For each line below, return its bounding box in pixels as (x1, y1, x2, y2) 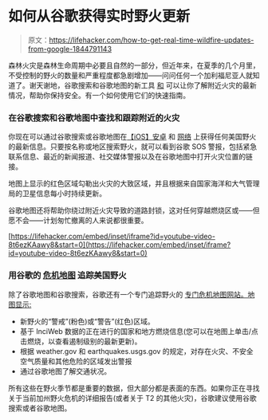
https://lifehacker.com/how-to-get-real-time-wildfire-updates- (49, 35, 254, 45)
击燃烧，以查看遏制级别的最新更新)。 (19, 336, 142, 346)
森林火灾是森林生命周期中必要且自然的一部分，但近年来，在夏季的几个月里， (8, 61, 260, 70)
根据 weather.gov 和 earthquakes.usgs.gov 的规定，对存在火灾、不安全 (19, 346, 254, 355)
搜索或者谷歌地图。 (8, 403, 72, 413)
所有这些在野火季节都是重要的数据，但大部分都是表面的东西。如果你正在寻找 (8, 383, 260, 393)
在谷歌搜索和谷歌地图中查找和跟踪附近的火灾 (8, 112, 180, 124)
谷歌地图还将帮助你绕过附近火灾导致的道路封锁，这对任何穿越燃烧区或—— (8, 206, 253, 215)
